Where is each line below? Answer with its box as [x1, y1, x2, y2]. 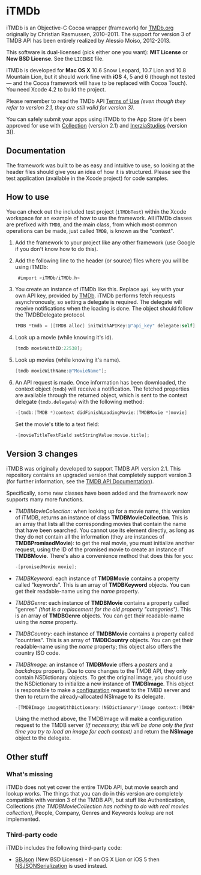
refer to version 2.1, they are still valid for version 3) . [6, 104, 135, 111]
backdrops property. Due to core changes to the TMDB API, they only [14, 667, 187, 675]
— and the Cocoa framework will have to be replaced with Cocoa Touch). [6, 79, 188, 87]
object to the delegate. [14, 734, 71, 741]
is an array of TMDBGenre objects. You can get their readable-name [14, 612, 185, 619]
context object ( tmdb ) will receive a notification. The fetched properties [14, 385, 190, 392]
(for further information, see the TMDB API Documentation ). [6, 477, 154, 485]
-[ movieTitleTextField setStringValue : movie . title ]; [14, 432, 150, 438]
